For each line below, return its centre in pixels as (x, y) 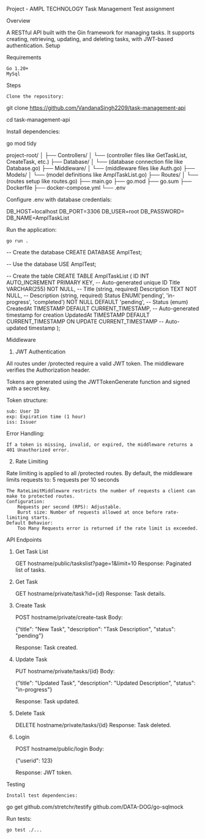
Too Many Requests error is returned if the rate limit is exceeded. (108, 528)
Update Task (31, 659)
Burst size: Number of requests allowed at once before (90, 512)
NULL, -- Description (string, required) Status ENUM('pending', (86, 295)
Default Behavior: (30, 523)
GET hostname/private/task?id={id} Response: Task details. (90, 593)
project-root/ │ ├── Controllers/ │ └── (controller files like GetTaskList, (97, 155)
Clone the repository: (35, 97)
